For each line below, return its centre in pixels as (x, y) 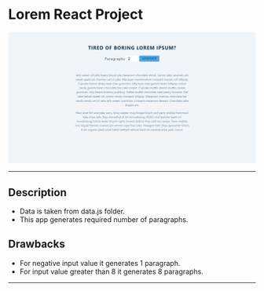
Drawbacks (37, 244)
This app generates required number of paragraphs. (104, 220)
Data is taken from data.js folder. (72, 211)
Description (37, 193)
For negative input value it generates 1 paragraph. (100, 263)
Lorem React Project (76, 15)
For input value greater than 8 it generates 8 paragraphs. (112, 271)
